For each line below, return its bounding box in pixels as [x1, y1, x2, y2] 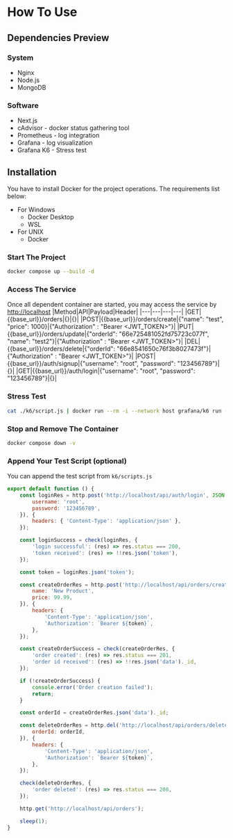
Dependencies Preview [7, 32, 110, 44]
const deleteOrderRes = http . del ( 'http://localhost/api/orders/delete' [19, 722, 231, 729]
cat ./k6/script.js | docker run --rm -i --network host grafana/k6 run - [7, 408, 228, 414]
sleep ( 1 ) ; [19, 818, 49, 825]
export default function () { [7, 485, 95, 492]
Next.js [17, 116, 38, 125]
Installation [7, 166, 57, 178]
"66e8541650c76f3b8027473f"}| [116, 345, 212, 353]
